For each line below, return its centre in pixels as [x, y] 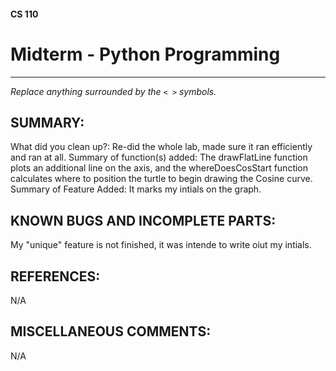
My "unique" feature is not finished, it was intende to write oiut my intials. [161, 245]
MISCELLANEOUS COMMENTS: [111, 331]
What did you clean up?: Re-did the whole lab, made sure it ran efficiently [161, 147]
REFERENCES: [55, 276]
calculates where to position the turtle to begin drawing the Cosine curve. [161, 179]
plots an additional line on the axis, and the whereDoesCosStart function [159, 168]
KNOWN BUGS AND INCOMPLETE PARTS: [143, 220]
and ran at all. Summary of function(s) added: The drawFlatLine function [159, 157]
